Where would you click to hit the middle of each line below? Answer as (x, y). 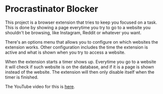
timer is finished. (22, 77)
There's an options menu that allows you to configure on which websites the (81, 42)
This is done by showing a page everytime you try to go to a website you (78, 27)
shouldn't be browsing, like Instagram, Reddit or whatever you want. (73, 32)
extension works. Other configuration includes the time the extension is (77, 47)
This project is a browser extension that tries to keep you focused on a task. (81, 22)
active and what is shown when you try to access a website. (65, 52)
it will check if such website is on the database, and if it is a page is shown (80, 67)
